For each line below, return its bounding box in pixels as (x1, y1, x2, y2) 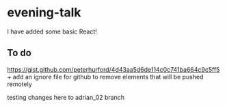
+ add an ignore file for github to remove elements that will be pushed (7, 72, 204, 81)
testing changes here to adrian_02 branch (7, 93, 125, 101)
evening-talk (7, 5, 81, 21)
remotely (7, 80, 32, 88)
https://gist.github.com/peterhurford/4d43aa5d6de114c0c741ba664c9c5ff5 (7, 65, 220, 73)
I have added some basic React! (7, 27, 98, 36)
